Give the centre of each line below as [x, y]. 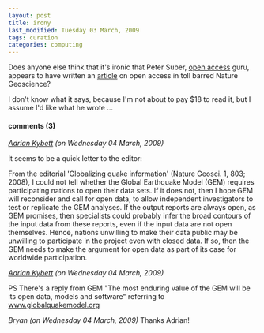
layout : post [30, 15]
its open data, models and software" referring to [87, 297]
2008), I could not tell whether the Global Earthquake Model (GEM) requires [131, 182]
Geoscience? [30, 84]
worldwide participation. [48, 258]
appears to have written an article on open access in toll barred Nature [123, 76]
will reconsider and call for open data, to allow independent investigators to [131, 199]
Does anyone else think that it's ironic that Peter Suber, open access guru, [129, 67]
